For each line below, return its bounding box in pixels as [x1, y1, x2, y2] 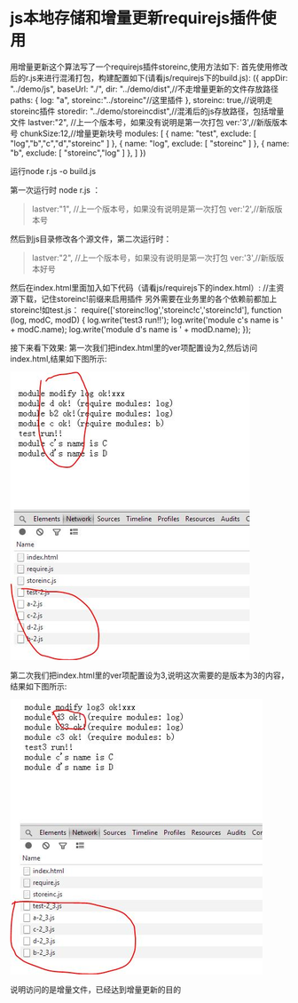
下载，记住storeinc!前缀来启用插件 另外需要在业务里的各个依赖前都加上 [17, 293, 278, 304]
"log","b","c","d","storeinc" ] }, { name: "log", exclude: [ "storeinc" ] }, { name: [10, 138, 290, 148]
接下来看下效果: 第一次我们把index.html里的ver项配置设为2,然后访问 [10, 342, 258, 353]
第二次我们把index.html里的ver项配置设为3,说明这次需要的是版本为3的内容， [10, 670, 289, 681]
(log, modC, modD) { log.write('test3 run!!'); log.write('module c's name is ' [10, 314, 284, 325]
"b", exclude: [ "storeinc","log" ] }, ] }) [10, 147, 146, 158]
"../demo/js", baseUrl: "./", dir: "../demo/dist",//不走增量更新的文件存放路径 [10, 84, 278, 94]
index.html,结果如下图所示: [10, 353, 107, 364]
